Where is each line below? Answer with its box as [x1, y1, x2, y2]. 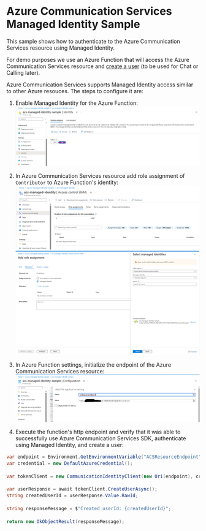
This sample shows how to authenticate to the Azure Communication [6, 37, 180, 45]
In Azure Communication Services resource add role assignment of [15, 172, 185, 179]
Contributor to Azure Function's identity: [15, 178, 118, 186]
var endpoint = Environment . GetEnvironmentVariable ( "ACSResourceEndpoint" [6, 454, 202, 460]
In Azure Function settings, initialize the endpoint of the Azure [15, 361, 172, 369]
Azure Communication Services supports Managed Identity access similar [6, 81, 194, 88]
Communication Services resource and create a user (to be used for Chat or [6, 63, 199, 70]
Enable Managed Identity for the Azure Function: [15, 99, 138, 107]
